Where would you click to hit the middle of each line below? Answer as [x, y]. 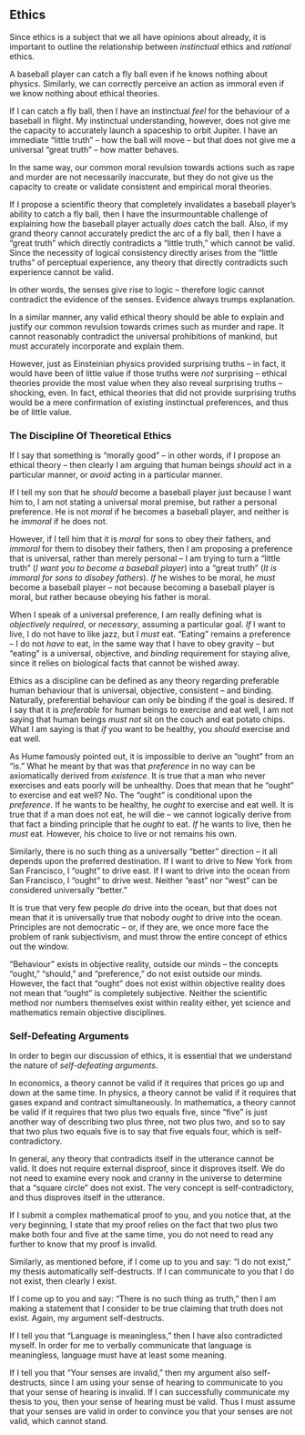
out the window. [40, 947]
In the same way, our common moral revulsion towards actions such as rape [152, 167]
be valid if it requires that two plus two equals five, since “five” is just [139, 1112]
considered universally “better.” [68, 891]
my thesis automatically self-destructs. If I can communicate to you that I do [152, 1272]
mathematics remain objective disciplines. [88, 1013]
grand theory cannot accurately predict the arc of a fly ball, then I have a [146, 233]
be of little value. [41, 412]
